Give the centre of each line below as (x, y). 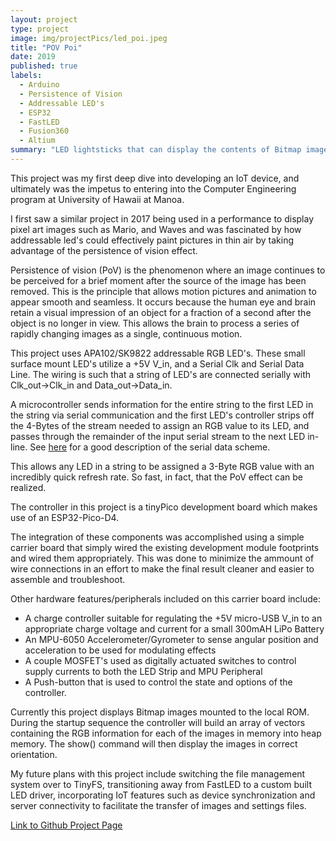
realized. (28, 487)
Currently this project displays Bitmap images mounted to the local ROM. (160, 712)
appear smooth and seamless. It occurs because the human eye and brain (163, 302)
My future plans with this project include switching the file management (158, 773)
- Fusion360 (44, 131)
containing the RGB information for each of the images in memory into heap (166, 733)
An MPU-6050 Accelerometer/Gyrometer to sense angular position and (171, 639)
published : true (44, 66)
